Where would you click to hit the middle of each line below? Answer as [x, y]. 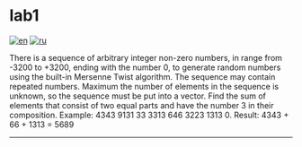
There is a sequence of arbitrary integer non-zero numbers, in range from [146, 57]
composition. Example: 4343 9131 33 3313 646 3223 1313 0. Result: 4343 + [149, 115]
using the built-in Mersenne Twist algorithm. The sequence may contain [142, 76]
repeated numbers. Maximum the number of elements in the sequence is [144, 86]
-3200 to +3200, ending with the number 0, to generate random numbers [145, 67]
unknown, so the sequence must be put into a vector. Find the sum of [138, 96]
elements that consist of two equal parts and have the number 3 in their [142, 105]
